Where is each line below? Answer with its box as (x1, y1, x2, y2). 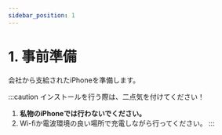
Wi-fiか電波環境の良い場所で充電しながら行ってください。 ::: (19, 119, 215, 128)
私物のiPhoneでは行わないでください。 (19, 108, 147, 118)
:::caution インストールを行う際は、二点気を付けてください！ (8, 92, 206, 101)
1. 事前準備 (8, 48, 77, 65)
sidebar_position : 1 (8, 11, 76, 20)
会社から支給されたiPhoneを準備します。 (8, 75, 140, 85)
